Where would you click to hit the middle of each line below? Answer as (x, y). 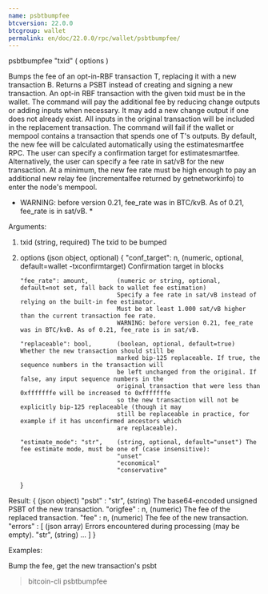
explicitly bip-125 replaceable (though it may (100, 407)
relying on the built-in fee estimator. (88, 302)
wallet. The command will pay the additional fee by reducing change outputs (134, 102)
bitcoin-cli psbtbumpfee (68, 581)
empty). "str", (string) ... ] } (52, 535)
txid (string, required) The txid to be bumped (93, 242)
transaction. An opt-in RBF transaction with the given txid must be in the (127, 94)
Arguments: (28, 227)
